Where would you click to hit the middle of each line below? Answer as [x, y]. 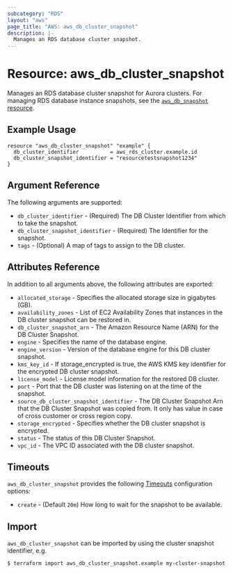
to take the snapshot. [48, 223]
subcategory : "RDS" [35, 14]
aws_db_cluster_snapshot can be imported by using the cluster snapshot [111, 543]
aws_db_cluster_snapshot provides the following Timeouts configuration [110, 484]
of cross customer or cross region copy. [75, 415]
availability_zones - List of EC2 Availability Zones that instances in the [120, 312]
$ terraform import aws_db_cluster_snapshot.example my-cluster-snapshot [116, 564]
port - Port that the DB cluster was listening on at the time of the [109, 386]
